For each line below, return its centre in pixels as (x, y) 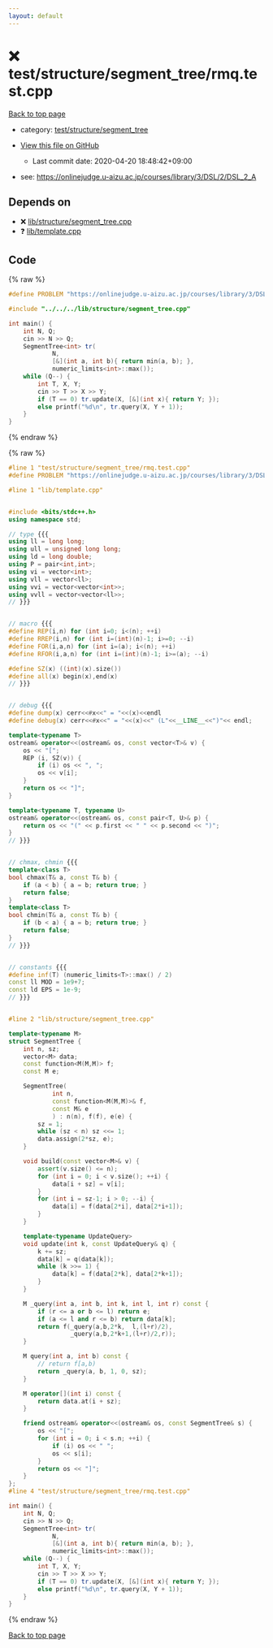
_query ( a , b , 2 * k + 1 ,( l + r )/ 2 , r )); (123, 1334)
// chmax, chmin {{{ (43, 863)
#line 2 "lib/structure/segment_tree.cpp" (81, 1019)
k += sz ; (52, 1252)
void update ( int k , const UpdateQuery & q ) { (100, 1244)
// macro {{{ (30, 624)
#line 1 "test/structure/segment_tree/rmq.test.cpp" (100, 468)
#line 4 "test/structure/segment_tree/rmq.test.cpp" (100, 1491)
